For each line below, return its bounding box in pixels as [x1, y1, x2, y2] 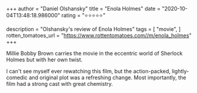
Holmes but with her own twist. [6, 56, 83, 63]
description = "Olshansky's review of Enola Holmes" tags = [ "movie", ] [6, 26, 181, 32]
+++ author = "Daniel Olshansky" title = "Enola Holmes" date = [6, 5, 161, 12]
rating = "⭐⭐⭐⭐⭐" [61, 12, 106, 18]
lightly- [172, 68, 189, 75]
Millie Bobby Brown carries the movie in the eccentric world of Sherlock [6, 50, 183, 57]
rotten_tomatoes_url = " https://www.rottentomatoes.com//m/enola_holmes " [6, 32, 192, 39]
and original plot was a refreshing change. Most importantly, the [29, 74, 186, 81]
